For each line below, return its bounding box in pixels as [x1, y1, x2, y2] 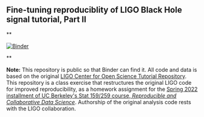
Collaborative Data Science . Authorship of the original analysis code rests [6, 98, 191, 105]
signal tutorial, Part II [6, 15, 87, 25]
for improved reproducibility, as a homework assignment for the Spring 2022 [6, 85, 198, 93]
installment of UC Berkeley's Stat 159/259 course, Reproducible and [6, 91, 177, 99]
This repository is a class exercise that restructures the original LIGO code [6, 79, 192, 86]
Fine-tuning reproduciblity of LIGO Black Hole [6, 5, 182, 15]
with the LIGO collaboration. [6, 105, 76, 112]
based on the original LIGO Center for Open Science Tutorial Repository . [6, 73, 187, 80]
